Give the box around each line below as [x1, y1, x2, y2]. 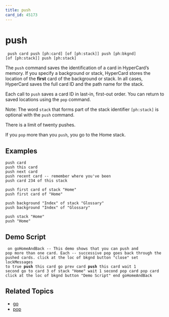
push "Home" [5, 219, 31, 224]
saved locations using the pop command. [5, 96, 91, 103]
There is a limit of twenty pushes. [5, 122, 76, 128]
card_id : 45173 [5, 12, 38, 17]
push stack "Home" [5, 214, 45, 220]
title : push [5, 7, 31, 13]
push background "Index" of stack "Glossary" [5, 201, 104, 206]
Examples [5, 147, 37, 155]
